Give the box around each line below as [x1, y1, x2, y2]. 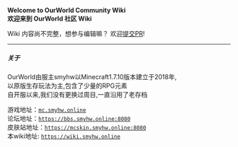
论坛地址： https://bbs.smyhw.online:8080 [7, 114, 131, 122]
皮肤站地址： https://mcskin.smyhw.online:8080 [7, 123, 147, 131]
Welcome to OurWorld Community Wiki [7, 6, 126, 14]
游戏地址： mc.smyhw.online [7, 105, 86, 114]
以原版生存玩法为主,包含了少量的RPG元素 [7, 81, 127, 90]
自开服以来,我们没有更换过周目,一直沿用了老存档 [7, 90, 148, 98]
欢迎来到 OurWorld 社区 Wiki [7, 14, 92, 23]
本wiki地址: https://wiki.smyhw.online [7, 131, 120, 140]
